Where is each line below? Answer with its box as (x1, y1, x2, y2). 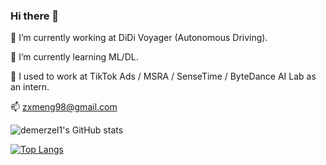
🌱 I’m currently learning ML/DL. (10, 51, 139, 63)
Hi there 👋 (10, 9, 60, 23)
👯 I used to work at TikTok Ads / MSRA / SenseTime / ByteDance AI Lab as (10, 70, 317, 83)
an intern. (10, 81, 50, 93)
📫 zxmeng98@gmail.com (10, 101, 118, 113)
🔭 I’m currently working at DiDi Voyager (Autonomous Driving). (10, 32, 268, 44)
